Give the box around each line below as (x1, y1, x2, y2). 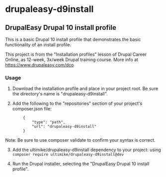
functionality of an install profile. (5, 42, 71, 48)
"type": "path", (31, 120, 66, 125)
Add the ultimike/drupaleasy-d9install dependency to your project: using (12, 147, 162, 153)
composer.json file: (12, 106, 52, 112)
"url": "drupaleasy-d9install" (31, 124, 97, 129)
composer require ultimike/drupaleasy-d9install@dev (12, 152, 124, 157)
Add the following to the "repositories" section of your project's (12, 100, 143, 106)
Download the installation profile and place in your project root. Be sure (12, 86, 159, 91)
